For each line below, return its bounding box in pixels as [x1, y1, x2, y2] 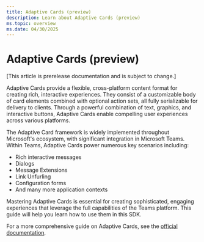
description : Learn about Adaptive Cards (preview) [6, 15, 140, 21]
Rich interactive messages [15, 153, 82, 161]
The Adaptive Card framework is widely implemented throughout [6, 129, 170, 136]
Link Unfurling [15, 173, 51, 180]
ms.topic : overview [6, 20, 56, 26]
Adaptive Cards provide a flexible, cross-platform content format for [6, 84, 178, 92]
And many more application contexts [15, 186, 108, 193]
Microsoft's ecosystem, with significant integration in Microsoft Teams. [6, 135, 185, 142]
